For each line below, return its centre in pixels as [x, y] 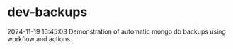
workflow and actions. [40, 38]
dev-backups [47, 12]
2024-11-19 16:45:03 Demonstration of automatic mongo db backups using [117, 31]
